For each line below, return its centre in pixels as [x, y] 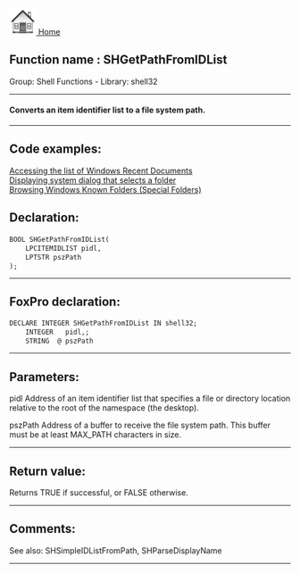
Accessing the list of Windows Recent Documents [101, 170]
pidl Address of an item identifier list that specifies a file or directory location [150, 399]
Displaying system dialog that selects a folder [93, 180]
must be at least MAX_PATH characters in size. [95, 435]
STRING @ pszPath [59, 341]
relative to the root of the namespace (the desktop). [104, 408]
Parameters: [44, 377]
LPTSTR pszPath [54, 257]
